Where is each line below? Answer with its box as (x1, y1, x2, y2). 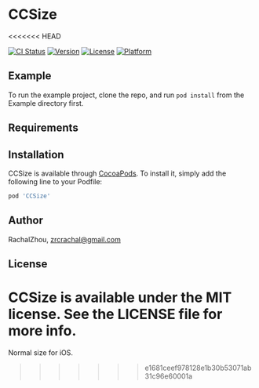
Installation (8, 147, 64, 161)
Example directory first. (8, 98, 84, 107)
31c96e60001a (144, 371, 193, 381)
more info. (8, 322, 77, 340)
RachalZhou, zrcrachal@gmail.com (8, 234, 122, 244)
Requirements (8, 121, 78, 135)
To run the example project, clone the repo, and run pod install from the (8, 90, 245, 100)
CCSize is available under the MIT (8, 288, 232, 306)
